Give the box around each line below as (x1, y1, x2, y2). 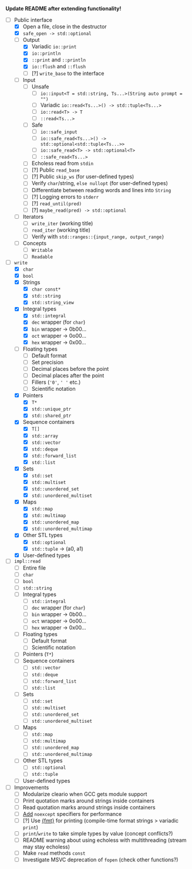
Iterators (22, 213, 43, 220)
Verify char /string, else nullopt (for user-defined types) (31, 180, 169, 187)
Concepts (22, 240, 47, 246)
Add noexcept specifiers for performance (22, 810, 122, 817)
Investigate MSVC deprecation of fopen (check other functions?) (22, 856, 178, 863)
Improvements (14, 784, 49, 791)
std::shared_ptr (31, 413, 72, 419)
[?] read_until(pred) (31, 200, 82, 207)
